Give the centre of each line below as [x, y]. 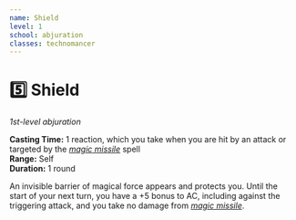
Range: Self [32, 159]
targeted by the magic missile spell [75, 149]
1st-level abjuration [46, 122]
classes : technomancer [52, 43]
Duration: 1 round [42, 169]
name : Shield [34, 18]
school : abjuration [46, 35]
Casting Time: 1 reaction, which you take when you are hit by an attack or [148, 140]
